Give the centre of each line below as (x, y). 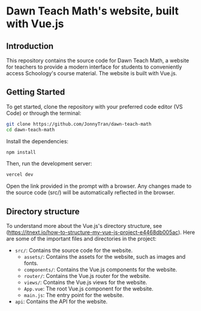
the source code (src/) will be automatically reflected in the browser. (91, 192)
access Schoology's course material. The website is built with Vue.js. (92, 73)
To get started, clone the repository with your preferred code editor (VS (94, 106)
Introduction (30, 46)
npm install (21, 152)
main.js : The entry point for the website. (74, 295)
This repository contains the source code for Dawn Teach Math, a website (98, 60)
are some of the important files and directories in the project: (82, 239)
